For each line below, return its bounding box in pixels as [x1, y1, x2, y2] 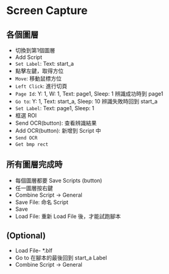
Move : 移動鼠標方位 [15, 75, 62, 82]
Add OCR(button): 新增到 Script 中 [15, 127, 102, 134]
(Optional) [6, 231, 46, 241]
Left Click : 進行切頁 [15, 83, 68, 90]
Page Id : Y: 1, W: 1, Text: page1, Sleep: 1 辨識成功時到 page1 [15, 90, 164, 97]
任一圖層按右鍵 [15, 184, 53, 192]
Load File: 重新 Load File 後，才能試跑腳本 [15, 213, 121, 220]
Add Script [15, 54, 43, 61]
